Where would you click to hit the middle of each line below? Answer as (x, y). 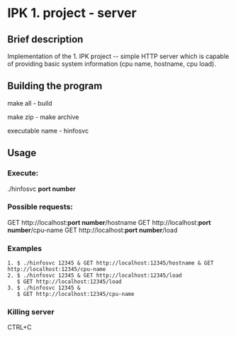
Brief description (45, 39)
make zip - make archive (43, 117)
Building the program (55, 86)
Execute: (23, 173)
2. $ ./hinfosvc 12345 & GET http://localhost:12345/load (95, 276)
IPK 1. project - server (72, 13)
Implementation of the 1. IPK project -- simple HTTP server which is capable (118, 56)
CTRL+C (19, 327)
